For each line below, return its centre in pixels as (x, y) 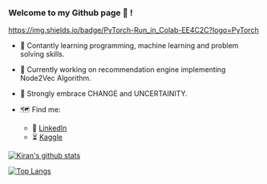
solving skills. (42, 54)
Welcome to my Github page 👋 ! (71, 13)
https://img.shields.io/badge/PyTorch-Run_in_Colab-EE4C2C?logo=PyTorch (133, 30)
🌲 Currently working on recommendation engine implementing (123, 70)
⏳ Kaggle (47, 137)
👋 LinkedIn (49, 128)
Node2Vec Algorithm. (56, 78)
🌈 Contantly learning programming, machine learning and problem (129, 46)
